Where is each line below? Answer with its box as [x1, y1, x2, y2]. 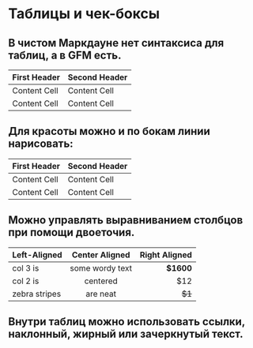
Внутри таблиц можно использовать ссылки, [8, 315, 245, 328]
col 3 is [12, 262, 40, 273]
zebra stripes [12, 288, 62, 299]
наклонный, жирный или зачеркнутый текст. [8, 327, 244, 341]
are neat [85, 288, 117, 299]
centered [84, 275, 119, 286]
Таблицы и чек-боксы [8, 5, 160, 23]
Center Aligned [71, 249, 130, 260]
